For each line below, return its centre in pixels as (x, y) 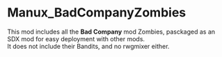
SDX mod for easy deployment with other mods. (76, 38)
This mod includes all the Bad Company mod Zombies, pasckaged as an (111, 32)
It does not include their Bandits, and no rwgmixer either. (88, 46)
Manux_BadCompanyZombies (97, 13)
